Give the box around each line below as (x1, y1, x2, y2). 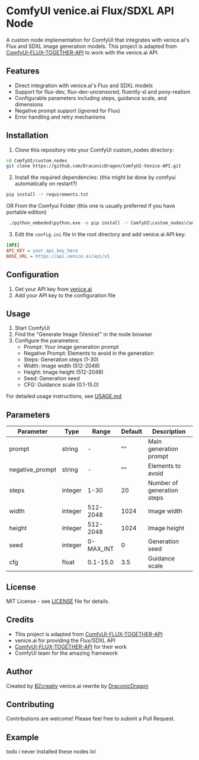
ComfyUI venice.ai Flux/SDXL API (6, 4, 175, 18)
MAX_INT (87, 545, 114, 553)
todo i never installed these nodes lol (6, 748, 96, 755)
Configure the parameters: (14, 337, 80, 344)
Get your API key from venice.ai (14, 286, 92, 293)
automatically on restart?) (14, 180, 78, 187)
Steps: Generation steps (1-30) (23, 356, 99, 363)
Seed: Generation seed (23, 375, 80, 382)
